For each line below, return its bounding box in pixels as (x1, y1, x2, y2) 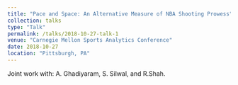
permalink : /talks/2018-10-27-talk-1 (7, 30, 119, 38)
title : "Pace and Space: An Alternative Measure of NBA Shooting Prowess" (7, 10, 233, 18)
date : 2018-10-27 (7, 43, 59, 50)
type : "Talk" (7, 23, 46, 30)
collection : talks (7, 17, 62, 24)
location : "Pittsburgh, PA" (7, 50, 91, 57)
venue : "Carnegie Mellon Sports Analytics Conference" (7, 37, 173, 44)
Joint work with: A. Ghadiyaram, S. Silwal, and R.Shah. (7, 69, 166, 78)
